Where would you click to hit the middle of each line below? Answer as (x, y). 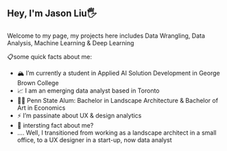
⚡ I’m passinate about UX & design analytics (79, 116)
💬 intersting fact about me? (55, 126)
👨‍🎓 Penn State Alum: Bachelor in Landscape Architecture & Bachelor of (117, 101)
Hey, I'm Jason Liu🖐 (52, 13)
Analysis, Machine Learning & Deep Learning (71, 43)
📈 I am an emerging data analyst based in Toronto (88, 91)
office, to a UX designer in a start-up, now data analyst (95, 140)
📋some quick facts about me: (50, 57)
